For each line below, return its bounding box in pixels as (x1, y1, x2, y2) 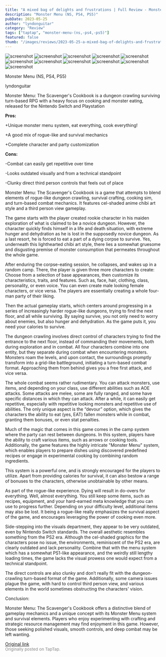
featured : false (5, 35, 39, 40)
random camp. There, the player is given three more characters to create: (5, 266, 155, 273)
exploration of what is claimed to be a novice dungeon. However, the (5, 220, 145, 226)
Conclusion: (5, 596, 30, 601)
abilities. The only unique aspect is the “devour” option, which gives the (5, 406, 151, 412)
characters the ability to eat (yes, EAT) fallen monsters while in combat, (5, 411, 150, 417)
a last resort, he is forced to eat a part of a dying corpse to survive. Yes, (5, 236, 152, 242)
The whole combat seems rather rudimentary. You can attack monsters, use (5, 380, 160, 386)
